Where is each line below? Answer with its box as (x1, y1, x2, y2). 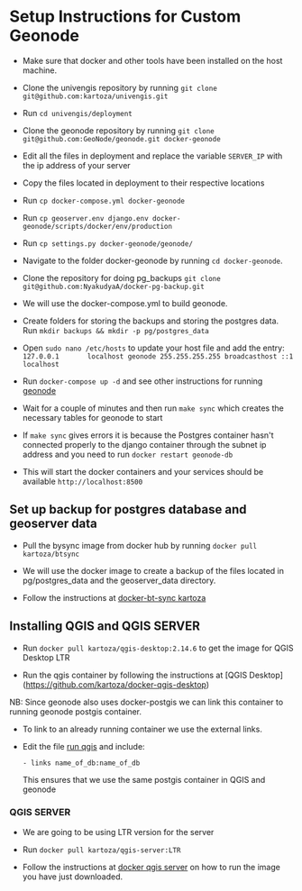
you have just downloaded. (22, 871, 124, 882)
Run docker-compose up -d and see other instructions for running (22, 376, 263, 386)
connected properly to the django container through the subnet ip (22, 439, 267, 450)
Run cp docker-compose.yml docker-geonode (22, 195, 186, 205)
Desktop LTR (22, 651, 70, 663)
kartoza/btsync (22, 550, 80, 559)
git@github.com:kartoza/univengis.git (22, 92, 169, 101)
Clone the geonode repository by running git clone (22, 124, 215, 136)
